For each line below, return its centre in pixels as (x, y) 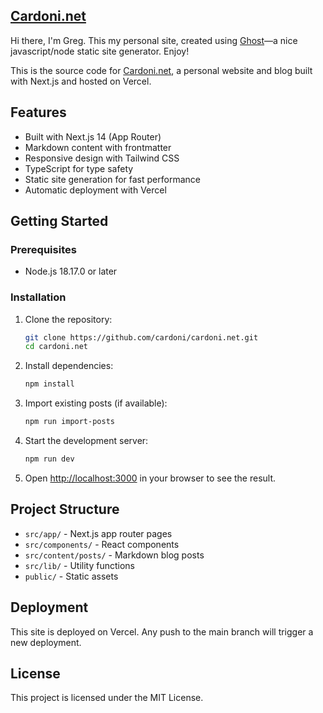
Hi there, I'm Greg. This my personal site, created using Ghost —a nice (154, 40)
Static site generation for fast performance (112, 179)
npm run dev (49, 459)
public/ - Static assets (71, 576)
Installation (38, 297)
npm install (49, 384)
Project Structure (65, 509)
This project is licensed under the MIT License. (107, 698)
